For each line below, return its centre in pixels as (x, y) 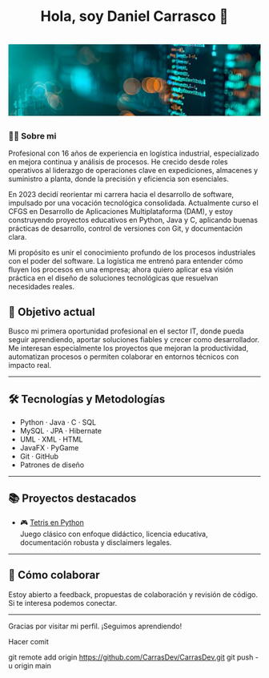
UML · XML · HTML (51, 439)
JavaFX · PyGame (49, 448)
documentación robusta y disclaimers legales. (96, 542)
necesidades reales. (42, 287)
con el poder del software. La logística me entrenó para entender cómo (126, 261)
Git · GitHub (39, 457)
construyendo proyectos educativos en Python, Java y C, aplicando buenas (133, 220)
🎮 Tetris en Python (52, 522)
